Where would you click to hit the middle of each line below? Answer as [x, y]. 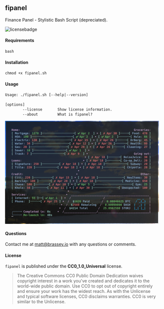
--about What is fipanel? [58, 114]
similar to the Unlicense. [41, 302]
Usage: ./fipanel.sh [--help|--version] [47, 95]
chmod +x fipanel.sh [26, 73]
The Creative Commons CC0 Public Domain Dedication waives [80, 276]
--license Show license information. [67, 110]
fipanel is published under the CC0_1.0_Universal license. [64, 266]
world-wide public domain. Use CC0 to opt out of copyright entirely [85, 286]
